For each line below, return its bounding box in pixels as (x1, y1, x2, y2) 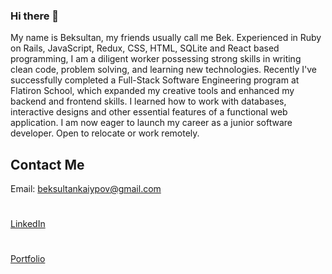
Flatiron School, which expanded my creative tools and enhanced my (10, 85, 295, 97)
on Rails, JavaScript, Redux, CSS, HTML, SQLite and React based (10, 42, 280, 54)
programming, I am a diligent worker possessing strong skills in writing (10, 53, 302, 65)
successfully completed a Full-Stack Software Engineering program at (10, 74, 300, 86)
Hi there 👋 (10, 9, 60, 23)
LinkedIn (10, 218, 46, 230)
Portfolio (10, 253, 46, 265)
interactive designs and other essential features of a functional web (10, 106, 288, 118)
